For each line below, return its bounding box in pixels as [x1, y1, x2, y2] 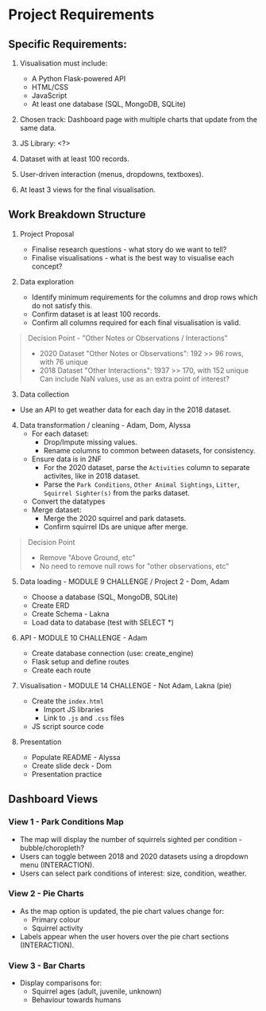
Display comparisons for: [19, 978, 102, 988]
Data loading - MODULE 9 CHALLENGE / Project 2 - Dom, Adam [19, 576, 230, 586]
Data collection [19, 389, 70, 399]
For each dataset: [31, 429, 90, 438]
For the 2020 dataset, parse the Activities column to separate [43, 462, 250, 472]
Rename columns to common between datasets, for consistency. [43, 445, 256, 455]
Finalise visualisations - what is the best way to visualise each [31, 253, 234, 262]
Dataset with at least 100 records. [19, 154, 129, 163]
